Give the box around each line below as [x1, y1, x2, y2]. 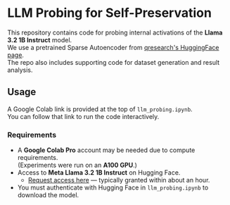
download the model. [17, 191, 79, 199]
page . [7, 51, 25, 59]
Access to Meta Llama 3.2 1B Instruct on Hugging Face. [17, 168, 181, 177]
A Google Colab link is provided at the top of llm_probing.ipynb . [7, 104, 193, 113]
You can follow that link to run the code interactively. [7, 112, 160, 120]
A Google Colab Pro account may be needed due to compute [17, 146, 196, 154]
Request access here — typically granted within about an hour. [27, 176, 210, 185]
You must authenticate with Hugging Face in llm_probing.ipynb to [17, 183, 209, 192]
